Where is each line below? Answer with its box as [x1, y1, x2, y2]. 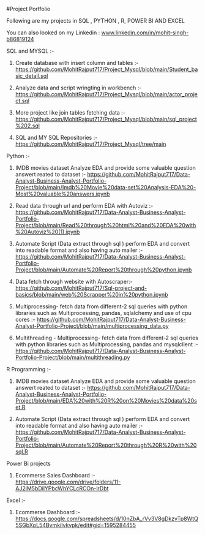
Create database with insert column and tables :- [15, 59, 139, 66]
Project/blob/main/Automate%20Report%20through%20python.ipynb [15, 266, 192, 273]
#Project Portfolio [6, 6, 51, 12]
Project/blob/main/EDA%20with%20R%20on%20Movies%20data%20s [15, 397, 197, 404]
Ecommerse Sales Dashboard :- [15, 472, 96, 479]
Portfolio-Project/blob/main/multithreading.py [15, 354, 130, 361]
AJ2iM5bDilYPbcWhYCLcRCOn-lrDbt [15, 485, 109, 492]
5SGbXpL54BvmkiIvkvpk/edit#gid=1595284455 [15, 522, 136, 529]
